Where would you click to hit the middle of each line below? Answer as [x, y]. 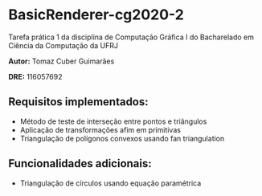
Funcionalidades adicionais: [80, 163]
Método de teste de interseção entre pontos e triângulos [113, 121]
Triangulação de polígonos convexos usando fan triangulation [122, 138]
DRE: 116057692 [35, 76]
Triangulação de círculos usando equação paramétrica [111, 183]
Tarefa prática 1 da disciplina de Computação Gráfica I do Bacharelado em [131, 37]
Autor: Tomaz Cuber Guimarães [61, 61]
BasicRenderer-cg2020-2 [96, 15]
